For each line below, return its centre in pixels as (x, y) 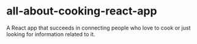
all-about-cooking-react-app (82, 11)
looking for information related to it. (51, 34)
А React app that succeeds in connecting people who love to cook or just (98, 28)
